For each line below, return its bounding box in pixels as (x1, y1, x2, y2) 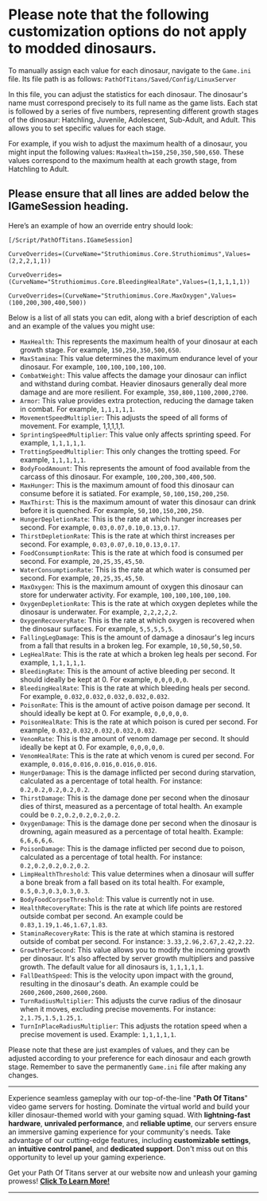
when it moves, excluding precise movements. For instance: (19, 1004, 216, 1013)
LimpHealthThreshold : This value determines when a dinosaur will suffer (19, 869, 254, 878)
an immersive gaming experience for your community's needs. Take (8, 1127, 231, 1137)
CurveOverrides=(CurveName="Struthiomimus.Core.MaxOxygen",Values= (8, 292, 237, 300)
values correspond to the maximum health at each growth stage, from (8, 155, 237, 165)
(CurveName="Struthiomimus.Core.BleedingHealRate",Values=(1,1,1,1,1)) (8, 278, 250, 286)
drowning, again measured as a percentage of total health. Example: (19, 826, 244, 836)
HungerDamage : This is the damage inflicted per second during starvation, (19, 768, 257, 777)
